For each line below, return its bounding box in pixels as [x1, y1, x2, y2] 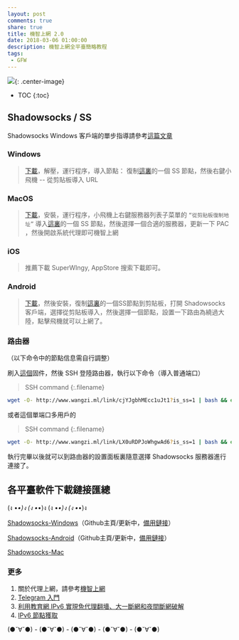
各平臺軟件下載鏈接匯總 [7, 484, 110, 496]
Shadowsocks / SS [7, 112, 92, 124]
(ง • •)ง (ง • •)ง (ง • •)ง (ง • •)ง [7, 503, 87, 512]
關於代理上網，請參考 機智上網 [17, 584, 105, 592]
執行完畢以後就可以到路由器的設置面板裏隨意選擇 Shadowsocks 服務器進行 [7, 452, 227, 461]
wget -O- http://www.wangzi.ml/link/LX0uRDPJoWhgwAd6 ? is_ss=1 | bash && [7, 438, 228, 445]
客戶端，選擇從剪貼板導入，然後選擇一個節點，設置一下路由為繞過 [24, 307, 218, 316]
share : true [7, 23, 43, 31]
